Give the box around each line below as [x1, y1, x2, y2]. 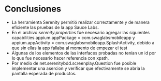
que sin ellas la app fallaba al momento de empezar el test [11, 45, 128, 51]
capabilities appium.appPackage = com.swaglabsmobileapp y [11, 35, 135, 40]
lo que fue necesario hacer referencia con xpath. [11, 55, 109, 61]
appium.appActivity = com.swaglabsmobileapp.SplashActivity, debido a [11, 40, 155, 45]
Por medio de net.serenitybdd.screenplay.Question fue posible [11, 60, 136, 66]
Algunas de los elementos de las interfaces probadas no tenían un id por [11, 50, 156, 56]
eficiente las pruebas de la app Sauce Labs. [11, 24, 99, 30]
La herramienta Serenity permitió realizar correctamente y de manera [11, 19, 150, 25]
